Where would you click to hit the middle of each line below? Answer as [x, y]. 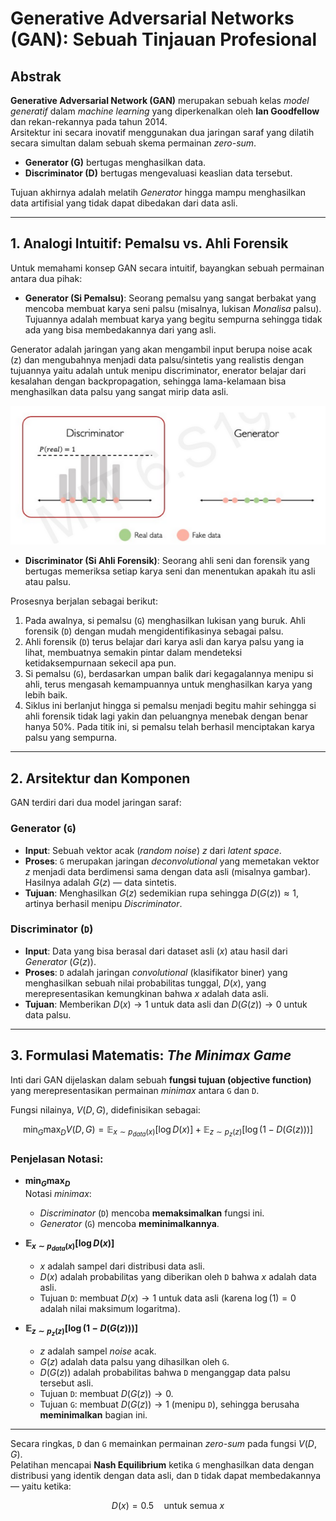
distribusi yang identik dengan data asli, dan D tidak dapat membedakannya [165, 1476]
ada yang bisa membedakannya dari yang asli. [120, 329]
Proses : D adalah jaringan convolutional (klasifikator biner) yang [156, 972]
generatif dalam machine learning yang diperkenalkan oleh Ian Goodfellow [165, 111]
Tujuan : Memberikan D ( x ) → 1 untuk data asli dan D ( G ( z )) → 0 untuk [166, 1004]
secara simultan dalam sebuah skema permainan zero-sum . [133, 143]
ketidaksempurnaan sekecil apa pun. [100, 663]
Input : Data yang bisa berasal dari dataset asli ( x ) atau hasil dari [156, 951]
